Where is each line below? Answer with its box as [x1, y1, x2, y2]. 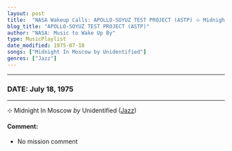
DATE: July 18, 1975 [7, 84, 74, 94]
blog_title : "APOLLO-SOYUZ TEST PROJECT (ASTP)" [7, 23, 150, 30]
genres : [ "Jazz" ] [7, 55, 57, 62]
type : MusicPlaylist [7, 36, 67, 43]
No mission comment [17, 137, 78, 145]
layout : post [7, 10, 45, 17]
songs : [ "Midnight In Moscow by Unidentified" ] [7, 49, 147, 56]
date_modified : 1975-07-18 [7, 42, 85, 49]
